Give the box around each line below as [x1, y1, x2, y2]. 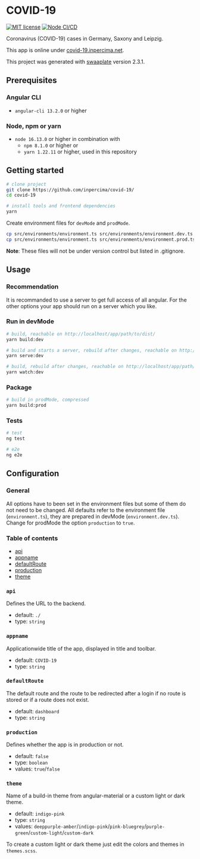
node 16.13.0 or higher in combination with [14, 135, 120, 142]
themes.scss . [6, 847, 37, 854]
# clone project [6, 181, 46, 187]
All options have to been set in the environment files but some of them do [6, 500, 186, 507]
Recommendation [6, 283, 59, 291]
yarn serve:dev [6, 353, 44, 359]
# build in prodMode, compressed [6, 397, 89, 403]
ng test [6, 435, 26, 442]
